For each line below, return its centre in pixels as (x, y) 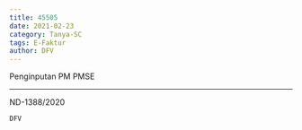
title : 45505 (34, 17)
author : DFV (31, 51)
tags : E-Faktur (38, 43)
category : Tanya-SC (46, 34)
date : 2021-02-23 (42, 26)
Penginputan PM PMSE (52, 76)
